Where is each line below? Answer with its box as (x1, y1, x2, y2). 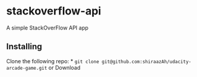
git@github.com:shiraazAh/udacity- (101, 58, 192, 64)
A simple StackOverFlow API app (6, 24, 89, 31)
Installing (6, 42, 42, 52)
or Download (48, 64, 81, 71)
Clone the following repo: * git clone (6, 57, 99, 64)
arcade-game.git (6, 65, 47, 71)
